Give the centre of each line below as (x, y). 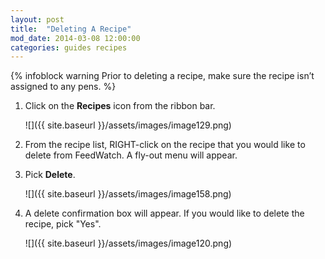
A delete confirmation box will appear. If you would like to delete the (164, 213)
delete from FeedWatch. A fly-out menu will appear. (131, 155)
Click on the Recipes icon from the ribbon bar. (120, 106)
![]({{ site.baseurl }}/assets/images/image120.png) (128, 243)
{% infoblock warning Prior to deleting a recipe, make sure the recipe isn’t (162, 76)
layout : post (37, 19)
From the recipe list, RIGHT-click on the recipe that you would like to (165, 145)
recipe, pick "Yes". (63, 224)
